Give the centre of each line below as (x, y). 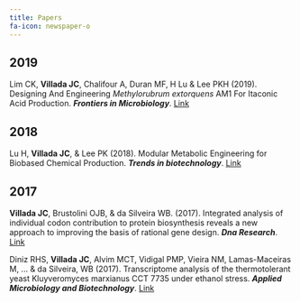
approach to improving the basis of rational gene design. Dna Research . (143, 232)
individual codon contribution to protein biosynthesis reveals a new (134, 223)
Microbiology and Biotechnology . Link (82, 288)
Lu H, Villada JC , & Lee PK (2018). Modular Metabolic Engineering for (138, 153)
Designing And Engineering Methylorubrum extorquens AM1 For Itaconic (144, 94)
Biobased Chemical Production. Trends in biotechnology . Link (125, 163)
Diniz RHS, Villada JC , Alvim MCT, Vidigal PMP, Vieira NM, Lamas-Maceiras (150, 259)
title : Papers (36, 18)
